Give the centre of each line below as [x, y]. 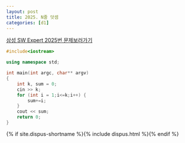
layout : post [22, 12]
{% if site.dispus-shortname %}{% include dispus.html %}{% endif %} [93, 134]
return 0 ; [29, 117]
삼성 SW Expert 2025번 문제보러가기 [49, 40]
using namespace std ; [33, 62]
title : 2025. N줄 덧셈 [32, 17]
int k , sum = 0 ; [37, 84]
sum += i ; [37, 101]
